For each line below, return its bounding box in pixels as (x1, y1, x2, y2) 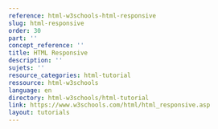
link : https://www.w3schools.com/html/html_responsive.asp (8, 101, 211, 109)
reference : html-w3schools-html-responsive (8, 11, 157, 20)
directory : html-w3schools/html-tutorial (8, 94, 150, 102)
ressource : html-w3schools (8, 79, 99, 87)
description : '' (8, 57, 63, 65)
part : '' (8, 34, 38, 42)
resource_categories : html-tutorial (8, 71, 131, 79)
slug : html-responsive (8, 19, 84, 27)
